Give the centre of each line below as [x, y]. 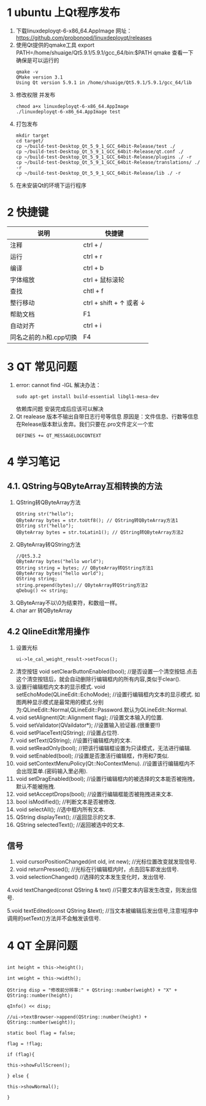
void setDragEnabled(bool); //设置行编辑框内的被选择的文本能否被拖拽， [107, 778]
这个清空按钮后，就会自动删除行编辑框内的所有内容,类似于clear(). [98, 679]
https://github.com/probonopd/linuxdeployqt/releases [84, 37]
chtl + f [93, 291]
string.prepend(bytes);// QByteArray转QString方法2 [82, 585]
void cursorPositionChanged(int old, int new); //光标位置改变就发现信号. [106, 862]
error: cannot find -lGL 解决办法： [59, 385]
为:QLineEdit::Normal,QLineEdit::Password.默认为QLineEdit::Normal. [101, 710]
